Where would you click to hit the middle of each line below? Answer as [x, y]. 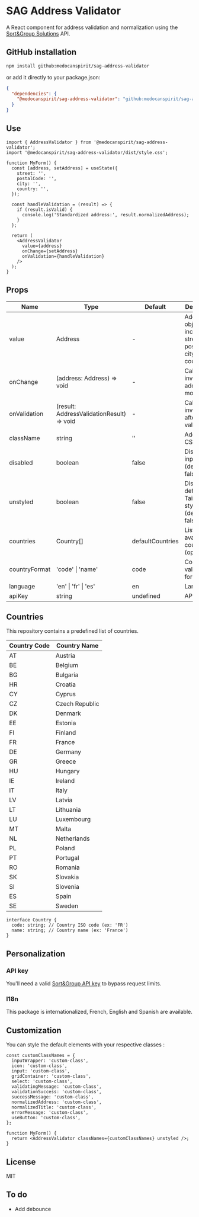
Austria [65, 656]
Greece [66, 761]
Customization [34, 1030]
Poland [65, 848]
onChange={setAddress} [50, 251]
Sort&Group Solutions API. [38, 33]
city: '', [29, 184]
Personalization [36, 954]
